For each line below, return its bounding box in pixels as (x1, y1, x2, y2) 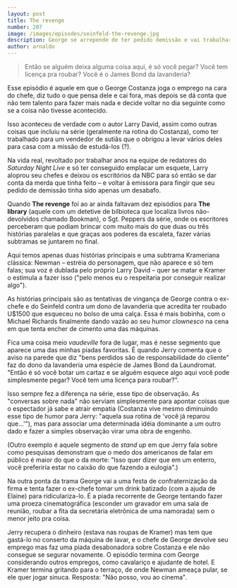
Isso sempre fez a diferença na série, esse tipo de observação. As (7, 390, 200, 397)
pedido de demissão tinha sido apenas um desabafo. (7, 186, 161, 194)
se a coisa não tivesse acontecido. (7, 107, 108, 114)
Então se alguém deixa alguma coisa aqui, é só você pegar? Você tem (24, 63, 228, 71)
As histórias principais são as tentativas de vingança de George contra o (7, 294, 219, 303)
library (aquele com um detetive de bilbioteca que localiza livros (7, 208, 195, 215)
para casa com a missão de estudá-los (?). (7, 143, 132, 150)
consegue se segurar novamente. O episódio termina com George (7, 551, 200, 558)
